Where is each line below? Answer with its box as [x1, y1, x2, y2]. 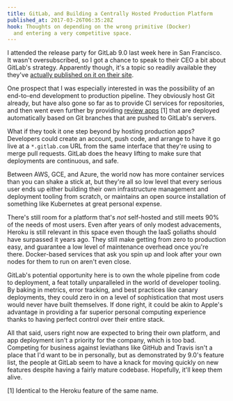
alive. [7, 373, 23, 382]
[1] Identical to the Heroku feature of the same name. [7, 386, 159, 395]
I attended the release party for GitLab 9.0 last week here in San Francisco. [7, 49, 223, 57]
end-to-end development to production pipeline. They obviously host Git [7, 92, 215, 100]
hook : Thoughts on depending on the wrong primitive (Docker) [7, 23, 191, 30]
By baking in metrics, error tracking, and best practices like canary [7, 286, 198, 294]
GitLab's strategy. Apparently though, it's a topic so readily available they [7, 63, 217, 72]
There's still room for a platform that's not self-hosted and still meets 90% [7, 213, 219, 222]
